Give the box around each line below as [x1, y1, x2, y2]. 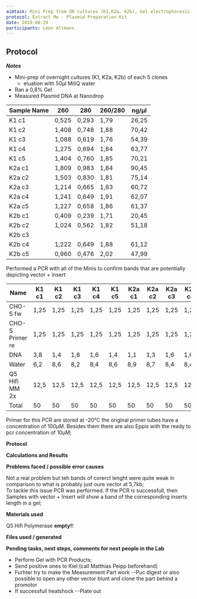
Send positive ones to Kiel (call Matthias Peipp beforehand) [14, 563, 158, 570]
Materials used [6, 511, 43, 518]
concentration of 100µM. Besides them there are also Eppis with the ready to [6, 423, 191, 430]
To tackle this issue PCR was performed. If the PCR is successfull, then [6, 487, 178, 494]
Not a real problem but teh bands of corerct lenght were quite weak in [6, 475, 175, 482]
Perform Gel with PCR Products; [14, 556, 93, 564]
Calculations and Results [6, 452, 69, 459]
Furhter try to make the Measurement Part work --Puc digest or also [14, 569, 180, 576]
